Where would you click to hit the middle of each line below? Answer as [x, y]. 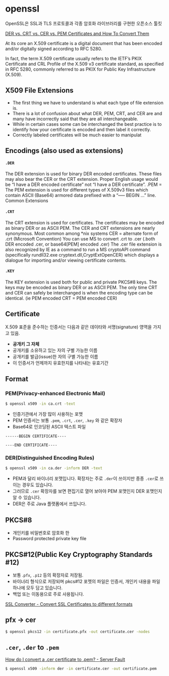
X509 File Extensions [39, 91]
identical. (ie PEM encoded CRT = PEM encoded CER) [61, 298]
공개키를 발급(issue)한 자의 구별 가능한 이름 [55, 356]
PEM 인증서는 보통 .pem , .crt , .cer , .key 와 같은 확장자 [67, 420]
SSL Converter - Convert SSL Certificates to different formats [69, 604]
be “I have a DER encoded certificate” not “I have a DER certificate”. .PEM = [84, 184]
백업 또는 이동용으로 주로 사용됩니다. [48, 594]
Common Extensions [27, 201]
